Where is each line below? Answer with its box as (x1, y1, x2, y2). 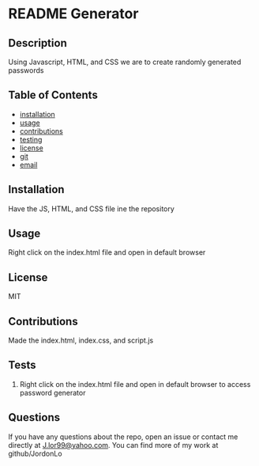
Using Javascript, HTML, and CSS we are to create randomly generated (8, 57, 242, 66)
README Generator (8, 5, 139, 23)
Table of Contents (8, 89, 99, 102)
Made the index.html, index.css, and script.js (8, 335, 154, 345)
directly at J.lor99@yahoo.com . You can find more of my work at (8, 440, 219, 449)
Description (8, 36, 67, 50)
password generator (19, 388, 86, 397)
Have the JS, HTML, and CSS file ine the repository (8, 203, 175, 214)
